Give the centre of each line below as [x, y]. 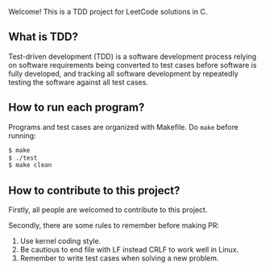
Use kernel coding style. [60, 241]
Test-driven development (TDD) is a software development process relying [132, 56]
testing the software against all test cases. [79, 82]
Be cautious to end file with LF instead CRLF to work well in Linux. [129, 250]
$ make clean [30, 165]
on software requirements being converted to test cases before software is [132, 65]
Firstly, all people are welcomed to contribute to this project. [108, 210]
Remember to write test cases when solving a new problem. [119, 258]
